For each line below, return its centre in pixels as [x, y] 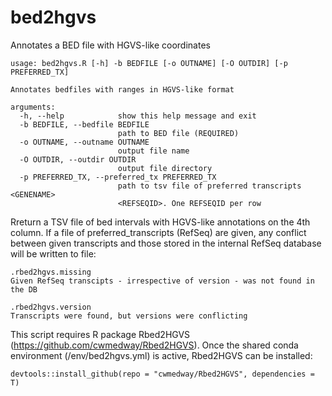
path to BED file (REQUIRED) [178, 133]
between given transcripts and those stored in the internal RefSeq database [166, 243]
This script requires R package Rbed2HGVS [100, 334]
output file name [153, 151]
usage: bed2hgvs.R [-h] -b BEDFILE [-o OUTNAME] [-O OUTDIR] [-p [149, 63]
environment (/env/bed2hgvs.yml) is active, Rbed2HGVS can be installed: [161, 355]
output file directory [165, 168]
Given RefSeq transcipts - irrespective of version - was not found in [162, 281]
